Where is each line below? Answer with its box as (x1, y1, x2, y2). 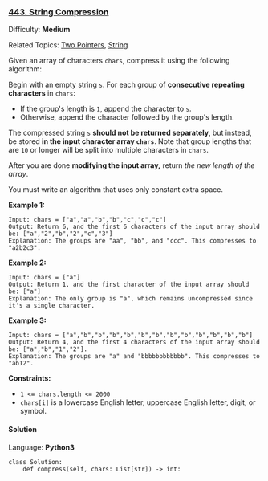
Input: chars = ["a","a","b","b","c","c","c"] (8, 216, 167, 224)
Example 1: (8, 200, 46, 210)
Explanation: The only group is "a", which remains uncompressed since (8, 295, 253, 303)
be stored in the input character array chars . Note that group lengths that (8, 137, 252, 146)
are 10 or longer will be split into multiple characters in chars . (8, 145, 209, 155)
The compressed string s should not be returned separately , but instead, (8, 128, 252, 138)
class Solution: (8, 458, 63, 466)
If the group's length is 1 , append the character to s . (19, 104, 192, 114)
